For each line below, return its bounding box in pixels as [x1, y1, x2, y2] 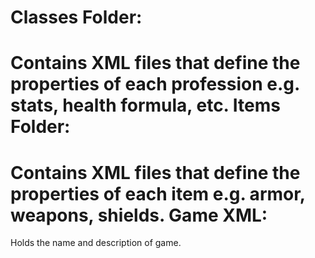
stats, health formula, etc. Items [10, 94, 281, 117]
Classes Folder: [10, 6, 143, 29]
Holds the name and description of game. [10, 237, 182, 249]
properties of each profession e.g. [10, 73, 300, 96]
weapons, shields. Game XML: [10, 204, 268, 226]
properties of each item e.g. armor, [10, 182, 306, 205]
